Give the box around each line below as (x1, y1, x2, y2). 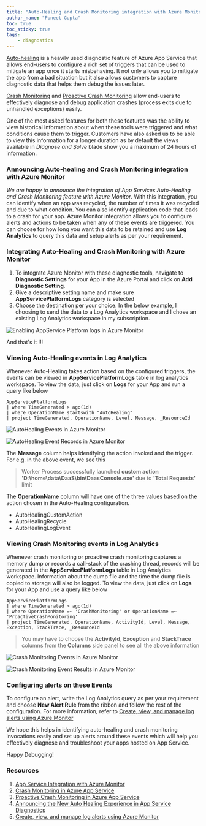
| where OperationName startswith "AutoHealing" (6, 409, 133, 415)
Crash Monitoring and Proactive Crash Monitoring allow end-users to (6, 93, 181, 99)
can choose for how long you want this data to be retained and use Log (6, 225, 187, 233)
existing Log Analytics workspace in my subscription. (15, 314, 150, 322)
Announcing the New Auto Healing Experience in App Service (15, 800, 172, 807)
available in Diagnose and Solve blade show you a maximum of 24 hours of (6, 143, 197, 150)
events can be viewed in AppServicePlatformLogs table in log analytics (6, 374, 189, 381)
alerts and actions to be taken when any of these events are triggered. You (6, 219, 195, 227)
